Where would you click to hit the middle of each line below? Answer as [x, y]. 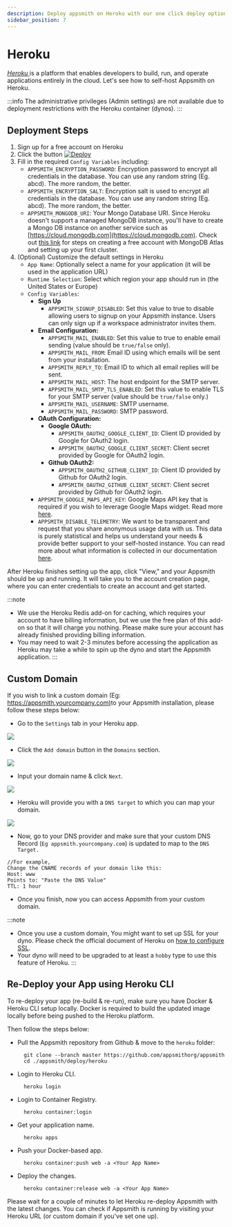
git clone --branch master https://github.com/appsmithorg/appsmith [124, 1055]
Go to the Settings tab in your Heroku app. [78, 723]
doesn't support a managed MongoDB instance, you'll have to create [125, 220]
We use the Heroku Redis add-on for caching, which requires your [111, 613]
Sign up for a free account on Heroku [70, 147]
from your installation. [79, 360]
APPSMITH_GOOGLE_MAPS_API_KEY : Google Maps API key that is [123, 500]
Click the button [40, 154]
